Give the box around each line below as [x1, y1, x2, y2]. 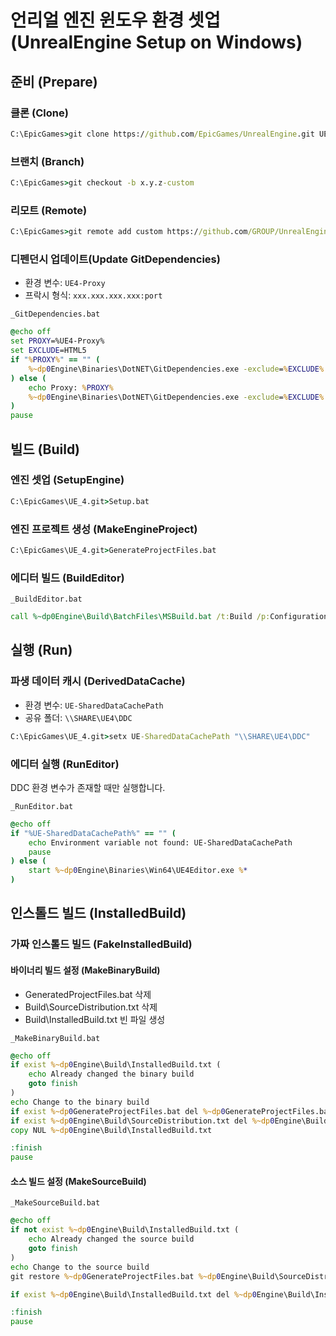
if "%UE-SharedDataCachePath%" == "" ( [10, 828, 177, 838]
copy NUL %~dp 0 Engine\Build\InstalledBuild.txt [10, 1125, 213, 1135]
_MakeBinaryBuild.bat [10, 1033, 101, 1043]
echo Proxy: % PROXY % [28, 382, 114, 393]
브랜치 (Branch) [10, 154, 85, 168]
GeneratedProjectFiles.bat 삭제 [24, 988, 152, 1000]
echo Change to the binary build [10, 1097, 150, 1107]
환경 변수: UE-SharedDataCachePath [24, 699, 164, 711]
